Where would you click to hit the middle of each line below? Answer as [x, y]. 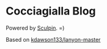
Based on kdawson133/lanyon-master [53, 39]
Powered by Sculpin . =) [35, 28]
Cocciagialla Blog [51, 11]
